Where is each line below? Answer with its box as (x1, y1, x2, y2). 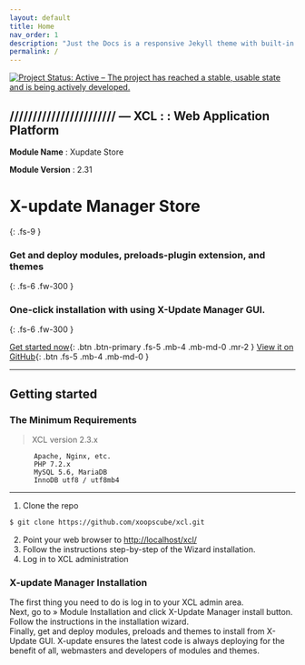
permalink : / (9, 47, 59, 56)
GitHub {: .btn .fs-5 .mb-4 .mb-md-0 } (9, 351, 150, 362)
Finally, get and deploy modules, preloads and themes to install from (9, 626, 265, 637)
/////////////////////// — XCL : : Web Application (9, 108, 271, 124)
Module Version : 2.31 (9, 164, 93, 175)
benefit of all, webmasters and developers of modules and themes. (9, 645, 261, 656)
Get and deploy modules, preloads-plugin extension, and (9, 248, 266, 261)
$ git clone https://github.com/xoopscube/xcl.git (9, 518, 205, 528)
